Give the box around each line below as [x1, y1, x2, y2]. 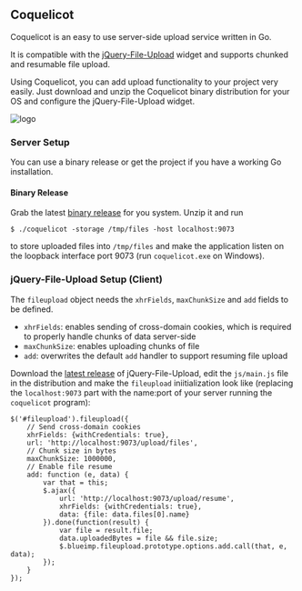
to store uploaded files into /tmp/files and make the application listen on [10, 241, 285, 252]
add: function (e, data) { [26, 470, 129, 479]
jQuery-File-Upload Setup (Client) [10, 273, 163, 285]
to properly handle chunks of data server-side [23, 331, 196, 342]
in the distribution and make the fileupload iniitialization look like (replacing [10, 377, 294, 388]
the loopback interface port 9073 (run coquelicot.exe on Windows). [10, 250, 265, 262]
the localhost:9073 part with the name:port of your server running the [10, 386, 273, 398]
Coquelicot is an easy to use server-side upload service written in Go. [10, 31, 272, 42]
